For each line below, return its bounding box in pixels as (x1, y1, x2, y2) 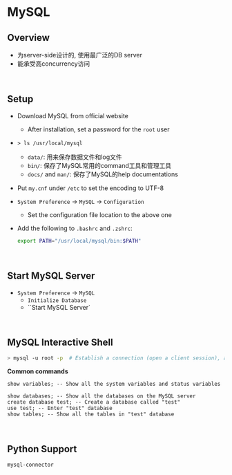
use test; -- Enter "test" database (7, 405, 113, 412)
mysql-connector (7, 461, 54, 468)
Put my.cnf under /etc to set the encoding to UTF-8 (17, 184, 164, 192)
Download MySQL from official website (17, 111, 129, 120)
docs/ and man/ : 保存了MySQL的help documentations (27, 170, 178, 178)
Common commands (7, 367, 68, 375)
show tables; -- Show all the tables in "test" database (7, 411, 175, 418)
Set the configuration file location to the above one (27, 210, 173, 218)
